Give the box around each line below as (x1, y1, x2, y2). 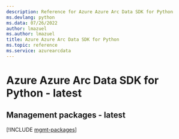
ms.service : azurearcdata (6, 48, 71, 54)
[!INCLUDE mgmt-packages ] (6, 126, 77, 133)
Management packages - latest (6, 110, 126, 120)
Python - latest (6, 86, 82, 99)
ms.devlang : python (6, 14, 55, 20)
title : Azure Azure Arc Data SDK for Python (6, 37, 120, 43)
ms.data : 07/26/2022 (6, 20, 58, 26)
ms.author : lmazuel (6, 31, 55, 37)
